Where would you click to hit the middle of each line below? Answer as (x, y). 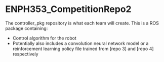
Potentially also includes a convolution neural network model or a (80, 43)
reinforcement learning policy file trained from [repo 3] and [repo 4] (83, 48)
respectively (26, 54)
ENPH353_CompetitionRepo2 (68, 9)
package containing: (27, 28)
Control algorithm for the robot (45, 38)
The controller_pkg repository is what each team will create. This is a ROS (82, 23)
